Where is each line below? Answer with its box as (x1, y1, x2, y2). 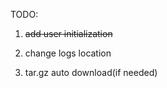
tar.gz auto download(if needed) (24, 67, 158, 78)
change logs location (24, 47, 112, 59)
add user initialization (24, 28, 113, 39)
